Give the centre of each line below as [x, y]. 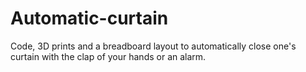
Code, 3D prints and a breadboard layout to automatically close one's [153, 46]
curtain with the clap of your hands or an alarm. [108, 56]
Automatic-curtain [89, 18]
